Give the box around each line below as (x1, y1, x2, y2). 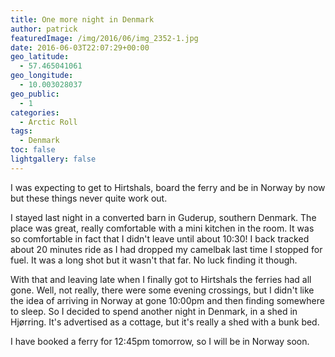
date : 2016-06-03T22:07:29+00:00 (10, 42, 150, 53)
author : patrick (10, 24, 78, 34)
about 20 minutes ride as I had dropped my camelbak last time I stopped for (10, 243, 323, 255)
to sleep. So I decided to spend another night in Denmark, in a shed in (10, 305, 298, 317)
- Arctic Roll (19, 117, 78, 127)
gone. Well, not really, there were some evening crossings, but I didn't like (10, 284, 315, 296)
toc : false (10, 145, 56, 155)
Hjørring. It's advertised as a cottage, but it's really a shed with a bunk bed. (10, 316, 320, 328)
